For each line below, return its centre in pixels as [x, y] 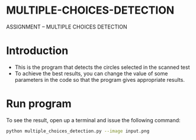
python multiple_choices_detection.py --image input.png [78, 131]
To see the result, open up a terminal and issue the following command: [93, 120]
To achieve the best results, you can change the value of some [91, 73]
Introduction [37, 51]
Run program [39, 104]
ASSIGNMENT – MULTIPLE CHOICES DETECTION [67, 27]
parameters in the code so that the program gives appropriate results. [100, 79]
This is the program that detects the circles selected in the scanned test [102, 67]
